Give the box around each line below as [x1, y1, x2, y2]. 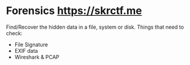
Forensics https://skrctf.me [6, 4, 142, 18]
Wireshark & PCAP [14, 53, 60, 60]
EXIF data [14, 47, 38, 54]
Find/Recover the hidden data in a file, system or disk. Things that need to [6, 23, 184, 30]
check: [6, 29, 23, 36]
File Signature [14, 41, 49, 48]
